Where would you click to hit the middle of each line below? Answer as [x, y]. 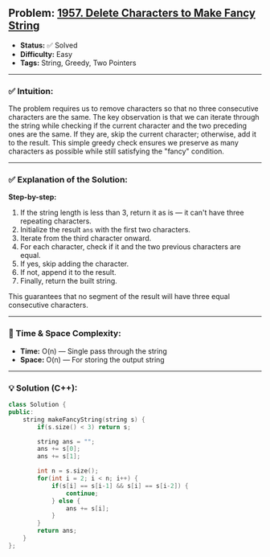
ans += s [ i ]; [88, 508]
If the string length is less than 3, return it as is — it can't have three [132, 213]
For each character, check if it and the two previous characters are [130, 247]
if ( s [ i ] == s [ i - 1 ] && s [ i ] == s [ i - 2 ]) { [120, 485]
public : [21, 412]
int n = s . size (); [68, 471]
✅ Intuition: [31, 91]
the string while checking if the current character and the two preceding [128, 126]
